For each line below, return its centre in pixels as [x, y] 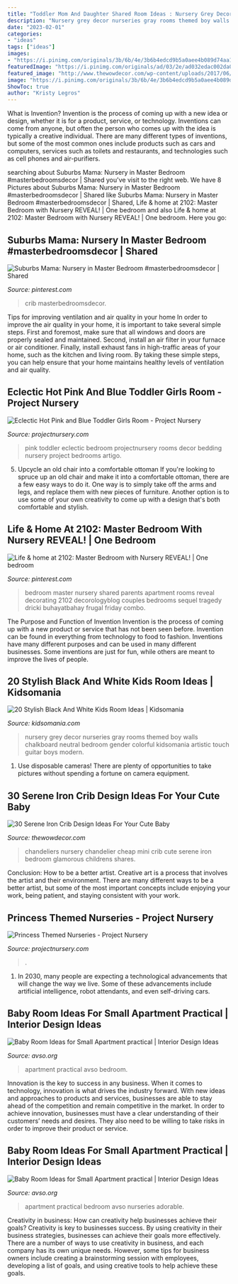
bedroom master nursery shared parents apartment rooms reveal [119, 592]
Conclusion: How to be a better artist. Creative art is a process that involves [118, 873]
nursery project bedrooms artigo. [73, 455]
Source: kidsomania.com [44, 723]
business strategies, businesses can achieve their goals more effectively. [114, 1235]
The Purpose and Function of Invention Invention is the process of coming [115, 621]
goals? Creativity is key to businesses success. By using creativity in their [115, 1228]
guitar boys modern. [54, 752]
